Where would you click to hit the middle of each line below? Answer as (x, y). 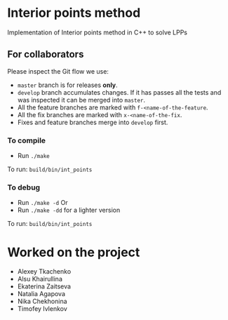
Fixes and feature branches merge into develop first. (93, 122)
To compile (27, 140)
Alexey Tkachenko (44, 272)
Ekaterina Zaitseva (44, 286)
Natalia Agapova (41, 294)
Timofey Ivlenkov (42, 309)
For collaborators (46, 54)
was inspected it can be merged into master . (81, 100)
